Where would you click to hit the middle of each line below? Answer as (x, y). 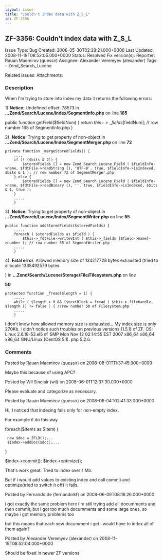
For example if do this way (31, 419)
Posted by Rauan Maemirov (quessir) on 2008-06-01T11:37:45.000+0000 (79, 363)
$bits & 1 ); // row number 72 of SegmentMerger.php (60, 173)
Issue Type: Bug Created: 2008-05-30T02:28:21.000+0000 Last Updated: (80, 50)
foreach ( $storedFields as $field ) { (54, 234)
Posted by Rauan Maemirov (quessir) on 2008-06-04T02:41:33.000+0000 (80, 400)
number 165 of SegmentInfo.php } (39, 128)
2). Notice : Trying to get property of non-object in (55, 137)
